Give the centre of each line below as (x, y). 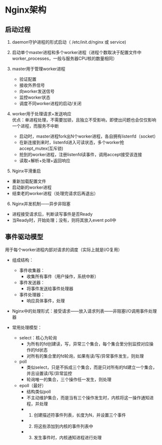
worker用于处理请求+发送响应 (42, 114)
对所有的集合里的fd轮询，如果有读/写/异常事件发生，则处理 (85, 356)
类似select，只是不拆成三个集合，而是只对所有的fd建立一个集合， (92, 367)
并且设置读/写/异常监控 (49, 373)
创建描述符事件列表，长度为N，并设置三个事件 (80, 415)
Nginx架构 (26, 10)
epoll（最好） (33, 385)
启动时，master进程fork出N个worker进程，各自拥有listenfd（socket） (89, 136)
